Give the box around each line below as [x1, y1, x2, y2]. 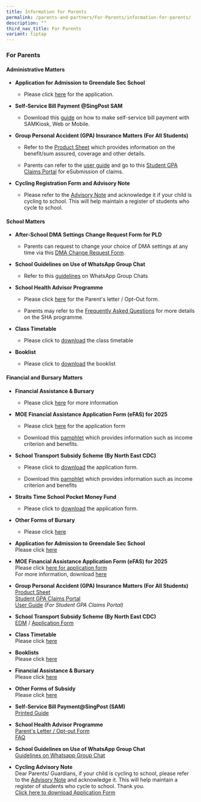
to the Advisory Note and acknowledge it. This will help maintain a [14, 776, 178, 783]
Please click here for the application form [23, 422, 126, 429]
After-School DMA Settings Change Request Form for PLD [14, 231, 162, 238]
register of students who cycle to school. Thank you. [14, 782, 145, 789]
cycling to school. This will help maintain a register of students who [23, 197, 190, 205]
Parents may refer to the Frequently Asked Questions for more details [23, 307, 195, 315]
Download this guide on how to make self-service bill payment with [23, 114, 190, 121]
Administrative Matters [6, 65, 65, 73]
